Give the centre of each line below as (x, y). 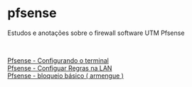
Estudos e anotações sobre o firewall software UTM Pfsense (96, 33)
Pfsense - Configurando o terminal (58, 60)
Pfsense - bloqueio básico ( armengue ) (66, 76)
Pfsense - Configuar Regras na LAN (60, 68)
